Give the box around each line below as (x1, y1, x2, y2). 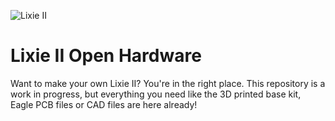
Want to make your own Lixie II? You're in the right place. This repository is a (10, 77, 326, 89)
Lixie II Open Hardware (10, 45, 202, 67)
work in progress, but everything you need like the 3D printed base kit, (10, 88, 302, 100)
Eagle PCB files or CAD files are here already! (10, 98, 198, 110)
